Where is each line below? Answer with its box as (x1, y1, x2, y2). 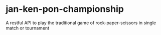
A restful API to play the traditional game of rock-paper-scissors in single (6, 20, 156, 26)
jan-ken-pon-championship (6, 3, 124, 15)
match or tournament (6, 25, 50, 31)
